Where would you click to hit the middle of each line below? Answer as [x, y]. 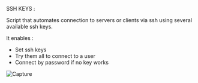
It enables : [20, 38]
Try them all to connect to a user [55, 56]
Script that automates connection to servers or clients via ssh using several [99, 20]
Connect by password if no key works [62, 62]
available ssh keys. [29, 27]
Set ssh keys [31, 50]
